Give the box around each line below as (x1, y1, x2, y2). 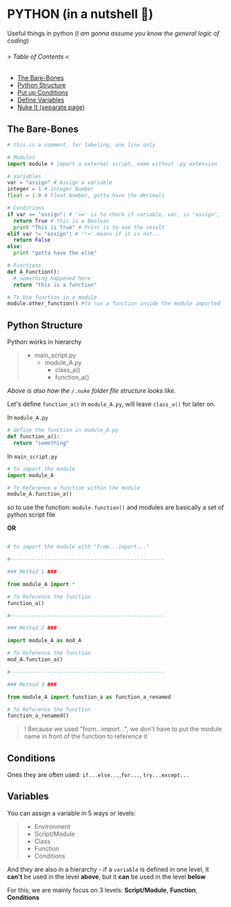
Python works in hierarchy (7, 338, 82, 346)
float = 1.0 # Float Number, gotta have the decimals (7, 192, 165, 199)
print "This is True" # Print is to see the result (13, 224, 165, 231)
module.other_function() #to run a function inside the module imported (7, 300, 221, 307)
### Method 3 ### (7, 681, 57, 688)
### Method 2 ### (7, 625, 57, 632)
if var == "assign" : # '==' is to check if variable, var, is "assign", (7, 211, 221, 218)
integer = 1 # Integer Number (7, 186, 94, 193)
